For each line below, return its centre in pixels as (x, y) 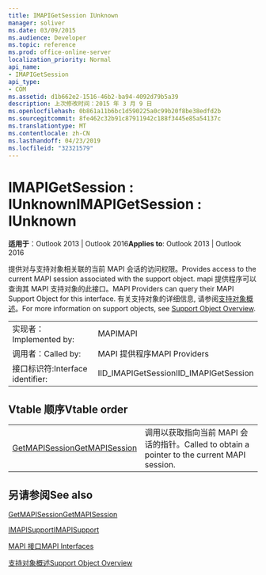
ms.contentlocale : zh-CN (49, 133)
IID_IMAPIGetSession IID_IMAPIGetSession (176, 373)
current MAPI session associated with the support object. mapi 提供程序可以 (133, 279)
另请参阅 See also (51, 495)
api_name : (25, 67)
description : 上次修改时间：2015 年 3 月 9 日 (80, 104)
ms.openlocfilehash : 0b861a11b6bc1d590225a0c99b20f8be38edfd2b (115, 112)
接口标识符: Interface (50, 369)
